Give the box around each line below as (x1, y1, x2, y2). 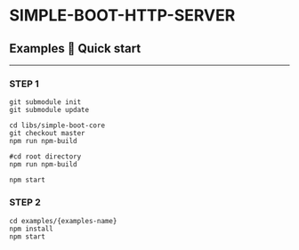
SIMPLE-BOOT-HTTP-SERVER (9, 5, 236, 26)
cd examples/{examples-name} (9, 216, 117, 225)
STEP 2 (9, 197, 42, 209)
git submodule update (9, 106, 90, 115)
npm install (9, 224, 53, 233)
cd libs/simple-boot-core (9, 121, 105, 130)
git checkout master (9, 129, 86, 138)
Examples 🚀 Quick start (9, 41, 141, 56)
